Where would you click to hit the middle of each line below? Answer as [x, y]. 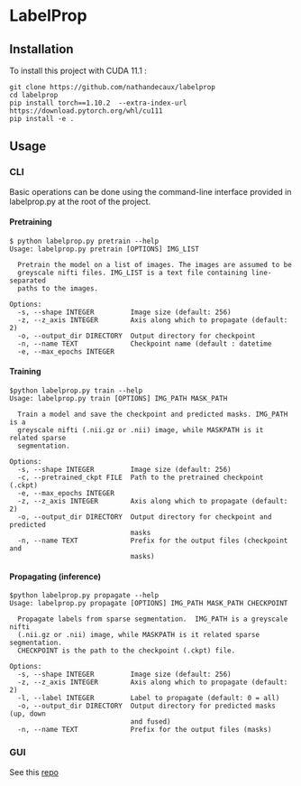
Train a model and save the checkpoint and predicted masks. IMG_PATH [153, 415]
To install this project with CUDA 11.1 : [78, 70]
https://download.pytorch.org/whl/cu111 [87, 111]
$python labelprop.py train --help [76, 391]
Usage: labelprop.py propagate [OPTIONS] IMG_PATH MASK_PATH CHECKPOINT [149, 604]
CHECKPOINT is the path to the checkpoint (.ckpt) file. [127, 651]
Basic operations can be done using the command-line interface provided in [150, 191]
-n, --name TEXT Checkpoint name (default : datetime [145, 344]
